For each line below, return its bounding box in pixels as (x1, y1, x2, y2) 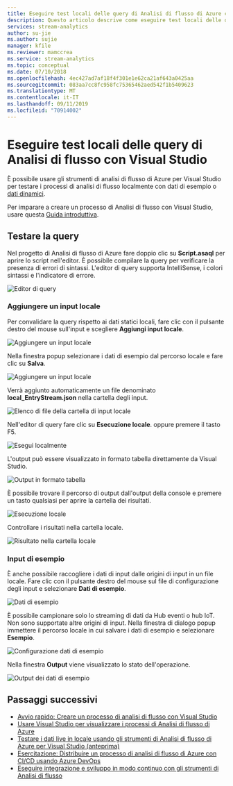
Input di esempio (7, 553, 65, 563)
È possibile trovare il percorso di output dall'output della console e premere (7, 489, 222, 497)
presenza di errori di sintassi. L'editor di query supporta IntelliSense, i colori (7, 263, 223, 271)
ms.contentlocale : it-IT (7, 94, 79, 101)
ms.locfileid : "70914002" (7, 107, 82, 114)
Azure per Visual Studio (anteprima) (17, 742, 120, 750)
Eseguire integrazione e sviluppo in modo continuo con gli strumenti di (17, 764, 219, 772)
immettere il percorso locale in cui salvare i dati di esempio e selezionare (7, 626, 215, 635)
